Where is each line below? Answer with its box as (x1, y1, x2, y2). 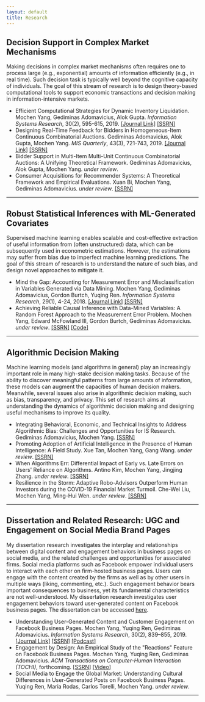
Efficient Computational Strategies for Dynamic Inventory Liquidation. (15, 107, 190, 115)
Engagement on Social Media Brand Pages (6, 525, 171, 535)
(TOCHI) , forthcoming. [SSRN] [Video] (15, 663, 112, 670)
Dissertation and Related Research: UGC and (6, 515, 180, 526)
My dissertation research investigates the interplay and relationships (6, 541, 178, 548)
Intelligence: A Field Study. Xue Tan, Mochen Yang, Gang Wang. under (15, 446, 193, 454)
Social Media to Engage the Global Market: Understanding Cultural (15, 670, 183, 677)
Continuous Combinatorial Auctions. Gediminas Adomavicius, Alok (15, 133, 182, 140)
